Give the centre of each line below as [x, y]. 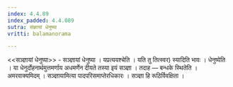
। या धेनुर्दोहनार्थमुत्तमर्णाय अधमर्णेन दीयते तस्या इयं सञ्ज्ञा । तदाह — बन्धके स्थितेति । [103, 68]
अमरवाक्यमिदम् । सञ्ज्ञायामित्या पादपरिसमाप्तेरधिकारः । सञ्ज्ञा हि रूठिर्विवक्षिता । [96, 76]
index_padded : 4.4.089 [41, 21]
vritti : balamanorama [39, 34]
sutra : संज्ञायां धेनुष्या [32, 27]
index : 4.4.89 [28, 14]
